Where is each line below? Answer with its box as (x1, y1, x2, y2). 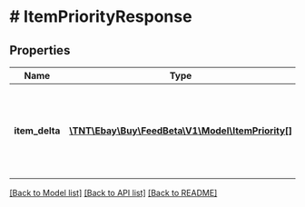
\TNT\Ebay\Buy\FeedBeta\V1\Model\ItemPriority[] (69, 124, 293, 137)
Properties (9, 43, 71, 58)
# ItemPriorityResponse (9, 6, 192, 27)
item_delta (14, 124, 61, 137)
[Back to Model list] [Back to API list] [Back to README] (9, 188, 218, 198)
